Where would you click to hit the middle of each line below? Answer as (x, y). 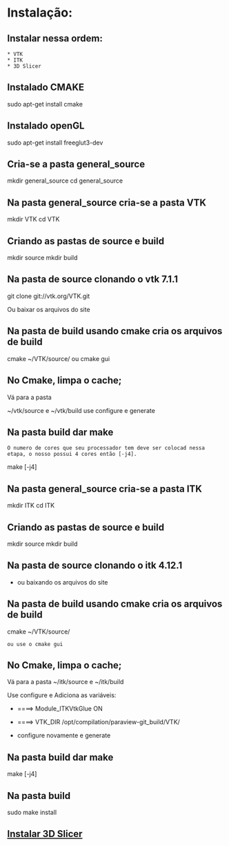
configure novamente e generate (64, 735)
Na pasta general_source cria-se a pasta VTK (107, 202)
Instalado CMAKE (46, 88)
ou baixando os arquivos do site (62, 582)
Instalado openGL (46, 126)
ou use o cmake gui (35, 644)
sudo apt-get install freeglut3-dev (55, 142)
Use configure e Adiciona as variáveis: (62, 695)
